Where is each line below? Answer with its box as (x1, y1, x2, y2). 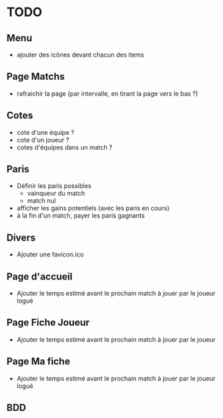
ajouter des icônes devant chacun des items (16, 50, 145, 59)
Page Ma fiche (6, 356, 71, 368)
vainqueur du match (27, 189, 85, 198)
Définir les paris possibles (16, 182, 92, 190)
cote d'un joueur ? (16, 136, 69, 144)
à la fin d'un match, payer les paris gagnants (16, 211, 145, 220)
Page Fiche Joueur (6, 317, 90, 329)
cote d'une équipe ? (16, 128, 75, 136)
